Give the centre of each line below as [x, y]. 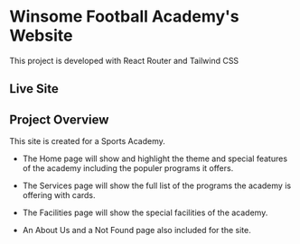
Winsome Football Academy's [124, 17]
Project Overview [59, 119]
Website [41, 36]
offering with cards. [59, 195]
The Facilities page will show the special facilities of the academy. [145, 212]
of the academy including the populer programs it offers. [128, 168]
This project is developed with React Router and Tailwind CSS [124, 60]
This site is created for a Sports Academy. [87, 141]
